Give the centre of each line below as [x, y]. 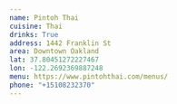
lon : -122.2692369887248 [56, 69]
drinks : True [34, 34]
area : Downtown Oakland [54, 52]
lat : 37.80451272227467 [54, 60]
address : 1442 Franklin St [60, 43]
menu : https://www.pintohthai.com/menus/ [89, 77]
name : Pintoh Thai [44, 18]
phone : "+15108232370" [52, 85]
